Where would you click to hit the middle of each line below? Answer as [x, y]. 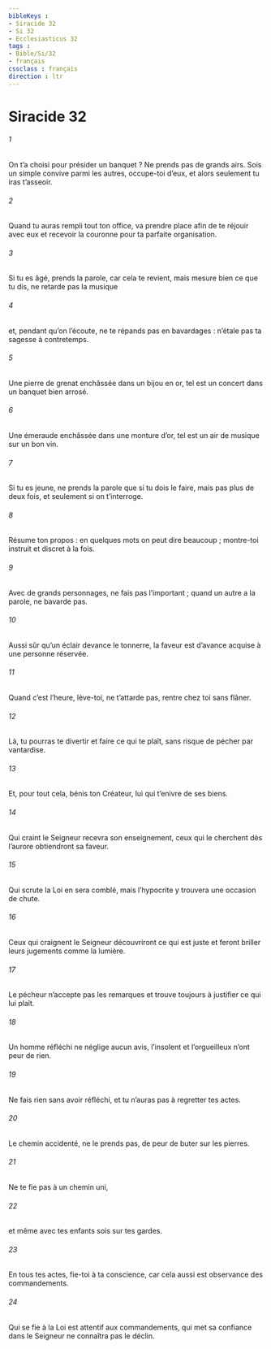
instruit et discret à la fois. [52, 549]
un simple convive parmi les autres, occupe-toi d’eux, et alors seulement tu [134, 174]
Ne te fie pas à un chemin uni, [58, 1187]
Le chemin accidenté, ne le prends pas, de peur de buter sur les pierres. [129, 1143]
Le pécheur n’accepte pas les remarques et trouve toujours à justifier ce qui [135, 995]
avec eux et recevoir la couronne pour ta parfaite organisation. [113, 234]
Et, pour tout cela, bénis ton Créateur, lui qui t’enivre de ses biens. [118, 794]
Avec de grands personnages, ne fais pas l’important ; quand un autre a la [132, 592]
